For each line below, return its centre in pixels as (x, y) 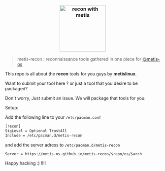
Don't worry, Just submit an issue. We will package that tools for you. (75, 98)
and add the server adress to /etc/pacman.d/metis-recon (63, 145)
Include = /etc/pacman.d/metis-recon (44, 136)
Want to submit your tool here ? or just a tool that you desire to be (71, 83)
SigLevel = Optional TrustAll (36, 131)
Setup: (12, 108)
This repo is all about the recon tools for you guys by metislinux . (71, 74)
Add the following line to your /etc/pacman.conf (53, 117)
